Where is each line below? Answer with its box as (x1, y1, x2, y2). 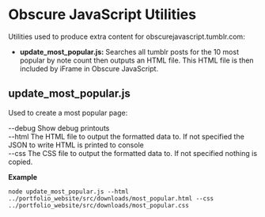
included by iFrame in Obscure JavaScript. (19, 63, 159, 73)
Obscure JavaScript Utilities (8, 6, 196, 24)
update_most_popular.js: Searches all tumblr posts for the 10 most (19, 47, 240, 56)
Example (8, 172, 38, 181)
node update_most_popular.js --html (8, 188, 129, 196)
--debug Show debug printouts (8, 123, 110, 132)
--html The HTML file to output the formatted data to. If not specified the (8, 131, 245, 141)
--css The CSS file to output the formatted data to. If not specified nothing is (8, 148, 258, 158)
